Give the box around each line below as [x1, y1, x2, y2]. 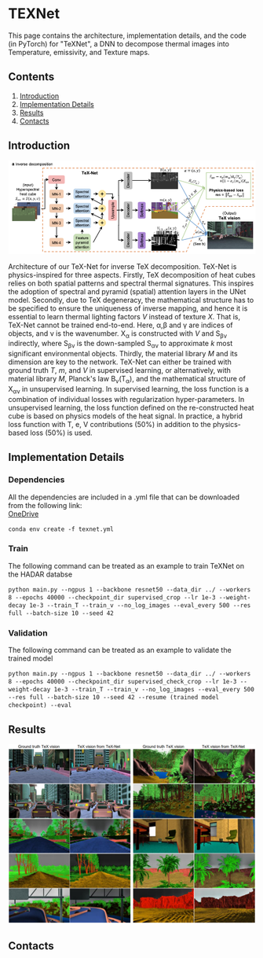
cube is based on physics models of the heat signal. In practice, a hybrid [8, 411, 243, 421]
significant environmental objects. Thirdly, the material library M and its [8, 349, 238, 359]
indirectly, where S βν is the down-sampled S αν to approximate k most [8, 339, 233, 350]
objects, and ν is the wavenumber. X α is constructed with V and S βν [8, 328, 228, 340]
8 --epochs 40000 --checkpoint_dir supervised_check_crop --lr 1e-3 [8, 678, 237, 686]
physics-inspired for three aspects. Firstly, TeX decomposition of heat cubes [8, 270, 256, 279]
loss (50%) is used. [30, 428, 93, 437]
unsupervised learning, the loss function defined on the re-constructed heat [8, 403, 254, 412]
